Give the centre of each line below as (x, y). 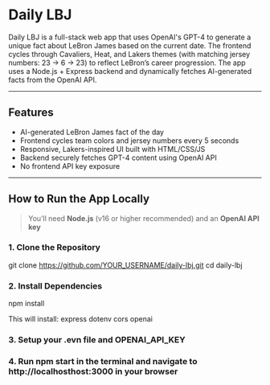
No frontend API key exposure (70, 166)
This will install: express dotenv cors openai (80, 319)
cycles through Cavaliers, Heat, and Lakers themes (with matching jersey (129, 54)
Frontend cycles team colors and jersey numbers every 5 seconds (129, 140)
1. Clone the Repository (54, 248)
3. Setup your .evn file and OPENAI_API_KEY (97, 340)
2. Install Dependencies (55, 285)
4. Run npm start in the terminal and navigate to (103, 361)
